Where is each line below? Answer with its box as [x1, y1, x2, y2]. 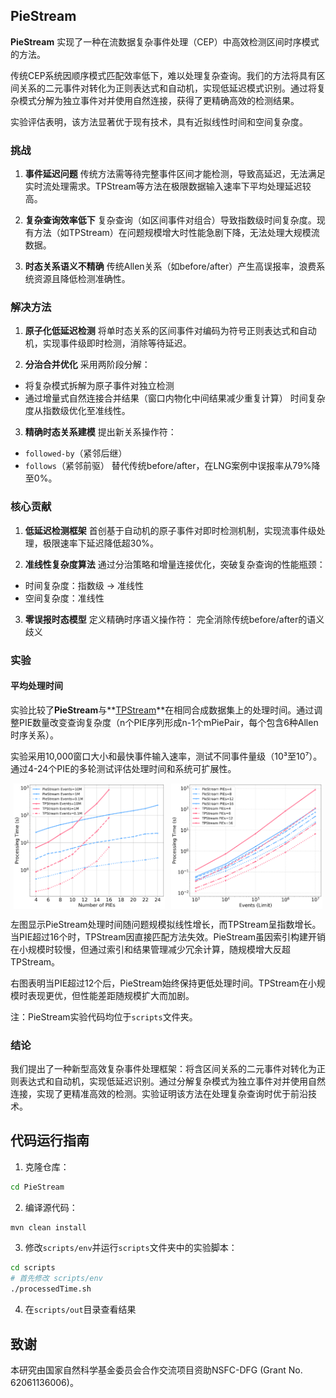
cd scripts [10, 1263, 56, 1273]
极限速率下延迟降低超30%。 [42, 537, 160, 549]
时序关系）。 [10, 729, 59, 741]
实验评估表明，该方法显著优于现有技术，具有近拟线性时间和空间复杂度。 [10, 115, 308, 128]
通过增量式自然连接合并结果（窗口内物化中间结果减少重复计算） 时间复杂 [24, 392, 326, 404]
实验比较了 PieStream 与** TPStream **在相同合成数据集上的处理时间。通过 [10, 704, 315, 716]
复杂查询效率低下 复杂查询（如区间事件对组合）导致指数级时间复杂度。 [24, 214, 317, 226]
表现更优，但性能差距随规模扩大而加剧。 [27, 989, 195, 1001]
